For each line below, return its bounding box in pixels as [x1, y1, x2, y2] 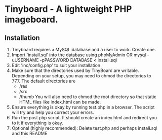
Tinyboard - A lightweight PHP [4, 3, 132, 15]
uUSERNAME [11, 57, 39, 63]
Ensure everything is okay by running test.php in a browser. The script [11, 105, 155, 110]
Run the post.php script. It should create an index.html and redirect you [11, 115, 157, 120]
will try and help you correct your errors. [11, 109, 94, 115]
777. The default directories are [11, 78, 76, 84]
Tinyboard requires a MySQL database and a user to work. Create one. [11, 47, 156, 52]
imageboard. [4, 14, 58, 25]
